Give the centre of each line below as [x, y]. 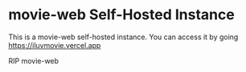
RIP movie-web [33, 61]
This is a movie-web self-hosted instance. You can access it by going [123, 37]
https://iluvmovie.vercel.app [55, 45]
